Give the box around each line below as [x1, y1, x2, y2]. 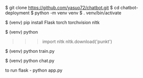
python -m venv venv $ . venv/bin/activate [34, 10, 122, 16]
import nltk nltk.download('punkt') [42, 39, 113, 44]
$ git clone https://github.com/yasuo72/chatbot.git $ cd [5, 5, 120, 10]
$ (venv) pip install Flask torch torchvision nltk [5, 20, 100, 25]
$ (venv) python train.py [5, 48, 55, 54]
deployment [5, 10, 30, 16]
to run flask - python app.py [5, 67, 63, 73]
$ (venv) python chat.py [5, 58, 55, 64]
